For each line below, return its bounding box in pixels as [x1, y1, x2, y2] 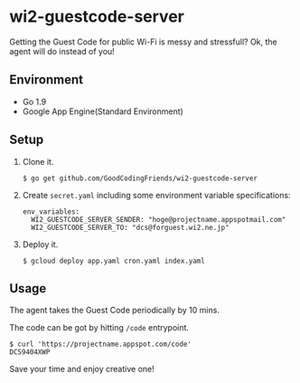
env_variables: [22, 206, 80, 216]
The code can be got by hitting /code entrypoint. [9, 322, 190, 333]
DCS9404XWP [9, 348, 51, 357]
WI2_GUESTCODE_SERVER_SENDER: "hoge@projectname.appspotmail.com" [31, 215, 286, 224]
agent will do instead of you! [9, 45, 115, 56]
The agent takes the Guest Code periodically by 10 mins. [9, 305, 220, 316]
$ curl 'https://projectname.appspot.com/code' [9, 340, 192, 349]
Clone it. [22, 156, 54, 167]
